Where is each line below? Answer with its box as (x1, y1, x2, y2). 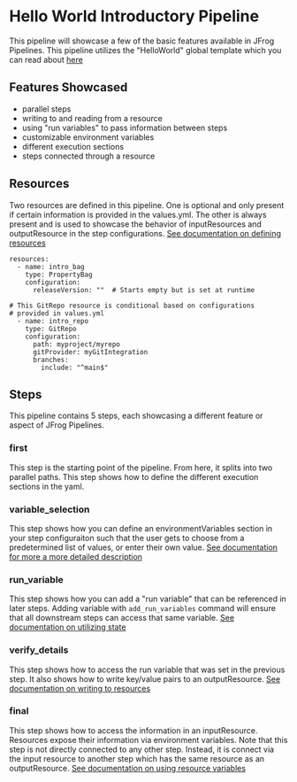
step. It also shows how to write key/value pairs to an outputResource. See (9, 673, 281, 684)
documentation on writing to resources (9, 683, 151, 693)
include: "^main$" (41, 363, 109, 372)
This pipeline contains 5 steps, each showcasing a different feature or (9, 410, 263, 422)
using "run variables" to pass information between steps (21, 122, 228, 133)
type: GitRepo (25, 324, 77, 333)
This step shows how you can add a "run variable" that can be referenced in (9, 593, 287, 604)
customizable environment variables (21, 131, 155, 143)
